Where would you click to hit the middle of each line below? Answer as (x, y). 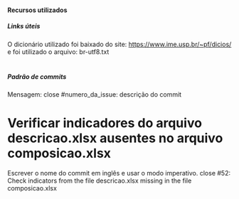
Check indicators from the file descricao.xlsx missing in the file (100, 181)
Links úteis (24, 26)
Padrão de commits (37, 76)
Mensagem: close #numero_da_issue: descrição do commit (95, 95)
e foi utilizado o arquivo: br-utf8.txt (58, 52)
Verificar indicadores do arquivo (105, 123)
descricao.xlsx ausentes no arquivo (115, 138)
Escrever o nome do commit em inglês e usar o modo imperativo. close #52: (119, 173)
